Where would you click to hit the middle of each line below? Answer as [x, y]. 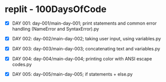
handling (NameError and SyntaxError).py [56, 29]
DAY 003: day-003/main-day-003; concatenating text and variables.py [86, 49]
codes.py [22, 64]
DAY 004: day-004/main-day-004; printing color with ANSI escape [82, 59]
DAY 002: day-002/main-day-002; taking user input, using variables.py [86, 38]
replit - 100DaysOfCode [56, 9]
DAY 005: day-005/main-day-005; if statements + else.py [72, 74]
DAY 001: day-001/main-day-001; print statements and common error [84, 23]
